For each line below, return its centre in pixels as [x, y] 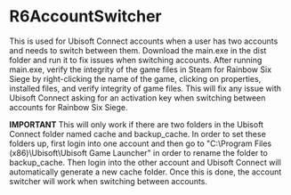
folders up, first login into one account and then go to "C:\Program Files [141, 143]
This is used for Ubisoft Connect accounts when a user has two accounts [144, 41]
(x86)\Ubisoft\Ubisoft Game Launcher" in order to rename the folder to [139, 152]
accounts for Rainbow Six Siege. [69, 107]
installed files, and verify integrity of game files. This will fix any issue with [145, 88]
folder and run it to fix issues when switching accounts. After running [136, 60]
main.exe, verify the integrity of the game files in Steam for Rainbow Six [141, 69]
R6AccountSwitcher [85, 16]
